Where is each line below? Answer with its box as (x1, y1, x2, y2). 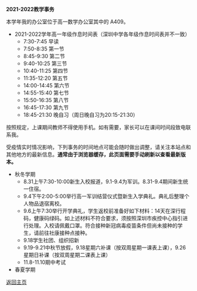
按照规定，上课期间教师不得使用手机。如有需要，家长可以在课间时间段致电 (6, 124, 186, 131)
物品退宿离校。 (28, 200, 65, 207)
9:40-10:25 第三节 (23, 60, 67, 67)
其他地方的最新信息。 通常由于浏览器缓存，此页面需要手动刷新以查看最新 (6, 151, 181, 158)
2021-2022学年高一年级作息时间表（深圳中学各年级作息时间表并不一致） (14, 31, 191, 38)
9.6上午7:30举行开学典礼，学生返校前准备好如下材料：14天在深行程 (23, 208, 186, 214)
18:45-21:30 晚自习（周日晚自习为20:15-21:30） (23, 111, 139, 118)
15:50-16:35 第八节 (23, 97, 69, 103)
